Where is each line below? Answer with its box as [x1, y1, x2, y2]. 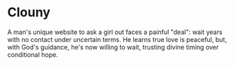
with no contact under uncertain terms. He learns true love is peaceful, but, [7, 35, 227, 43]
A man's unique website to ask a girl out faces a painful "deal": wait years [7, 28, 223, 36]
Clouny [7, 4, 51, 21]
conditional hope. [7, 50, 58, 59]
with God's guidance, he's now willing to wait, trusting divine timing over [7, 43, 219, 51]
